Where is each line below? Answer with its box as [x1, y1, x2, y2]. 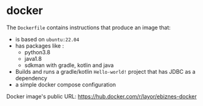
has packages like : [15, 42, 64, 49]
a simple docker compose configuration [15, 80, 117, 88]
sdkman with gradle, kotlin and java [24, 62, 114, 69]
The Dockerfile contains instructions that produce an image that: [6, 24, 171, 31]
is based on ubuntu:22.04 [15, 35, 80, 43]
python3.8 [24, 48, 51, 55]
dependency [15, 74, 48, 82]
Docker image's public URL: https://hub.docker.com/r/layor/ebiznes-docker [6, 93, 197, 100]
